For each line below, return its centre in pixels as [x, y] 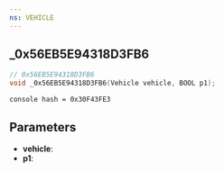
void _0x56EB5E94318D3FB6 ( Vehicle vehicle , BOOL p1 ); [113, 83]
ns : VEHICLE [32, 18]
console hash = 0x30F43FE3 [60, 100]
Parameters [43, 127]
